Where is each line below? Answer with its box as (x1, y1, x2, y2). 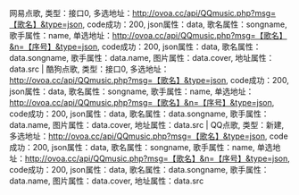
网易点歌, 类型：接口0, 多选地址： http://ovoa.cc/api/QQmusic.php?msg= (9, 8, 277, 18)
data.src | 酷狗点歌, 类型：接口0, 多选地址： (9, 64, 170, 74)
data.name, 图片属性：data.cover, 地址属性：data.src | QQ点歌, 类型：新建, (9, 120, 285, 130)
